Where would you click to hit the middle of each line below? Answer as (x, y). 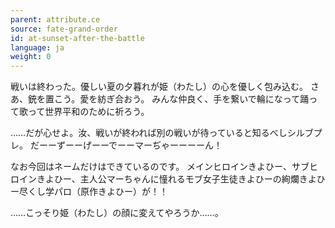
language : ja (37, 47)
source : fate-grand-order (64, 29)
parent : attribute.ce (55, 19)
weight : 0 (31, 57)
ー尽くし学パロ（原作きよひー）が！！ (89, 192)
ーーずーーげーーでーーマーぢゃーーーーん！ (130, 145)
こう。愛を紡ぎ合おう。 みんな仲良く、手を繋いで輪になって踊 (181, 99)
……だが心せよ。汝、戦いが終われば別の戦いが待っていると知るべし (149, 133)
